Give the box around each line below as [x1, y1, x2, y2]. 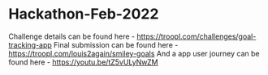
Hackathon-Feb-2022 [8, 5, 159, 23]
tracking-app [8, 40, 53, 49]
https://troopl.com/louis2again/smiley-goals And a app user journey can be [8, 48, 260, 58]
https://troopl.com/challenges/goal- [136, 31, 257, 41]
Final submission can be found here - [54, 40, 179, 49]
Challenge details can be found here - [8, 31, 136, 41]
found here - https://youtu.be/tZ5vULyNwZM [8, 57, 158, 67]
